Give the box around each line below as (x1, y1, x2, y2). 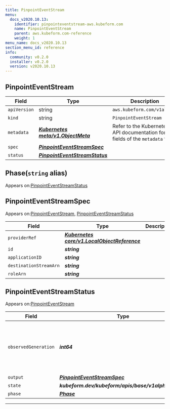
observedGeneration (8, 344, 55, 350)
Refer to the (112, 122, 141, 130)
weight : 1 (14, 36, 35, 41)
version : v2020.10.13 (10, 64, 56, 69)
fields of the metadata (112, 135, 163, 142)
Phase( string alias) (5, 169, 67, 178)
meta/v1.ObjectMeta (38, 132, 90, 139)
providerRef (8, 235, 37, 240)
